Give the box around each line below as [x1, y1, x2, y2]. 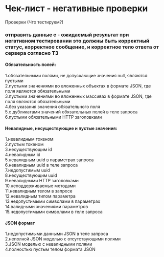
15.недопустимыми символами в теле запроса [5, 209, 103, 215]
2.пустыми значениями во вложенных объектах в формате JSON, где [5, 83, 151, 89]
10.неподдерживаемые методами [5, 183, 76, 189]
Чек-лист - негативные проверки [5, 3, 148, 14]
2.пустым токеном [5, 141, 44, 147]
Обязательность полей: [5, 62, 56, 67]
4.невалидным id [5, 152, 41, 158]
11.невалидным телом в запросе [5, 188, 72, 194]
